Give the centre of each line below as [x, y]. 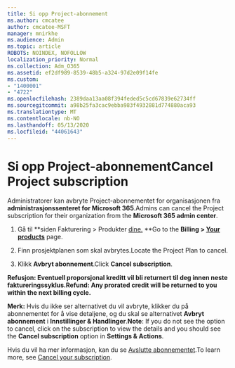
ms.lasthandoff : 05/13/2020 [48, 125]
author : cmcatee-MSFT [39, 27]
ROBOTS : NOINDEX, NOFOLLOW [47, 53]
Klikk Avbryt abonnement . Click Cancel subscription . [95, 264]
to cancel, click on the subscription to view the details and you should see [114, 329]
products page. [40, 237]
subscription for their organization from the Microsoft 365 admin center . [113, 216]
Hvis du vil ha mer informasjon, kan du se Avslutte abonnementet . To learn [114, 350]
